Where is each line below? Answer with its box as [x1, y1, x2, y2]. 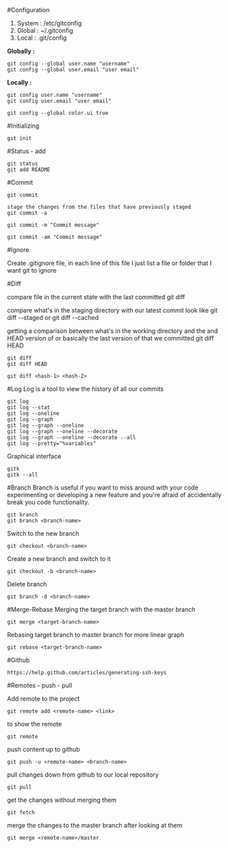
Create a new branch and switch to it [7, 555, 111, 562]
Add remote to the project [7, 695, 80, 702]
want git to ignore [7, 266, 57, 274]
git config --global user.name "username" [7, 60, 130, 67]
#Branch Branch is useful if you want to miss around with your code [7, 483, 199, 492]
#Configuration [7, 6, 50, 14]
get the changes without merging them [7, 796, 117, 804]
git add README [7, 166, 51, 173]
